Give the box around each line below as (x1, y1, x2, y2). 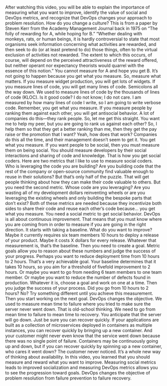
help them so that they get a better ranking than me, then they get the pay (5, 126, 157, 132)
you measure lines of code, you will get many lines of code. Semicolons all (5, 84, 158, 89)
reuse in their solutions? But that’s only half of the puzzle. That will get (5, 174, 150, 180)
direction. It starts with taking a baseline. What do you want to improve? (5, 227, 153, 232)
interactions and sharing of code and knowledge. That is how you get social (5, 153, 161, 159)
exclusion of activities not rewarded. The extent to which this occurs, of (5, 52, 153, 58)
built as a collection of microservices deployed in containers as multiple (5, 322, 153, 328)
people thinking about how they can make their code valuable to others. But (5, 179, 161, 185)
